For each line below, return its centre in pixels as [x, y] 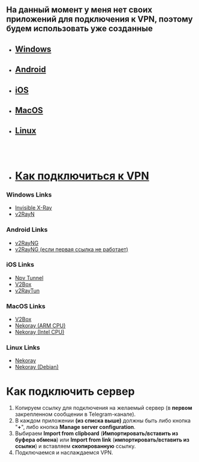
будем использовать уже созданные [79, 29]
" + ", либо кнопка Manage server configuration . [75, 427]
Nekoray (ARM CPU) [40, 326]
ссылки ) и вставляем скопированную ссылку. [75, 446]
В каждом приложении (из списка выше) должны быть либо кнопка [102, 421]
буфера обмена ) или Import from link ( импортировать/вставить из [102, 440]
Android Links [27, 229]
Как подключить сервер [70, 391]
